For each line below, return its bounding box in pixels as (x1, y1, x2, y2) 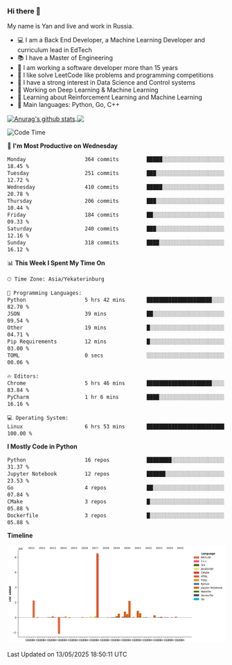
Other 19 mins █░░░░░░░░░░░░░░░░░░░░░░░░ (7, 324, 225, 331)
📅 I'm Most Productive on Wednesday (7, 142, 118, 150)
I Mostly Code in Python (7, 442, 78, 451)
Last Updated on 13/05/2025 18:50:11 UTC (7, 650, 127, 658)
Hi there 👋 (7, 6, 42, 16)
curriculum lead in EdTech (17, 46, 92, 54)
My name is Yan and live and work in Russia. (7, 22, 134, 31)
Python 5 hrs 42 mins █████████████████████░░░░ (7, 296, 225, 303)
